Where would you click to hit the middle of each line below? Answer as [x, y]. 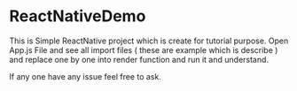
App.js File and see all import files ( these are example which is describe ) [144, 49]
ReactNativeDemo [78, 16]
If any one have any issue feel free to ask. [85, 76]
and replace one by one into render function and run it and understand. [139, 59]
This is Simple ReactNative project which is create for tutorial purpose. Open [149, 41]
